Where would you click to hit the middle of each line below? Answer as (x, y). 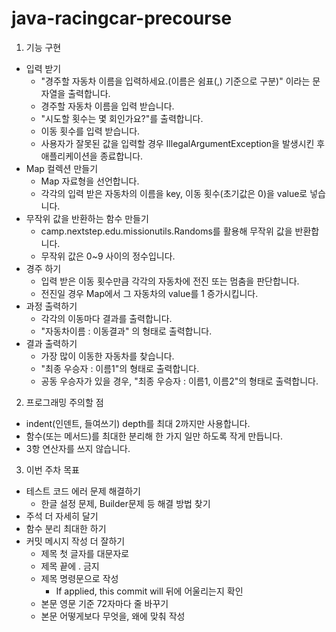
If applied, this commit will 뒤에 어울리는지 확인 (149, 591)
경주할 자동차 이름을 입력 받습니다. (107, 106)
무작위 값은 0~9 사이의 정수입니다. (108, 256)
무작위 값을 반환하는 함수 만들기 (87, 218)
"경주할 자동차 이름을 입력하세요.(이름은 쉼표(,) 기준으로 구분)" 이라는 (175, 81)
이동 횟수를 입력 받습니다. (90, 131)
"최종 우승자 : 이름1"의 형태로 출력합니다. (120, 368)
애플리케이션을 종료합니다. (92, 156)
